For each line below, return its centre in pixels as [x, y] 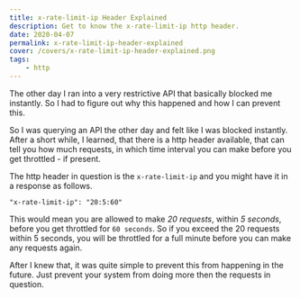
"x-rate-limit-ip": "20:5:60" [66, 202]
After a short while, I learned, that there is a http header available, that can [147, 140]
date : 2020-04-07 [42, 34]
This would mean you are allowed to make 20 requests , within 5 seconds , [145, 219]
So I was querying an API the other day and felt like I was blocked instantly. [149, 130]
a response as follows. [51, 185]
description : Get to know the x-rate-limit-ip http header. [125, 26]
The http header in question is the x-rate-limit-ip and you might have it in [149, 176]
